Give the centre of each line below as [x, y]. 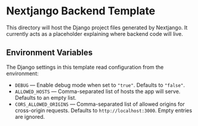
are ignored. [30, 116]
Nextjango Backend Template [81, 11]
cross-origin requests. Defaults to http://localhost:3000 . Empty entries [103, 110]
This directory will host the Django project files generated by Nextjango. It [97, 27]
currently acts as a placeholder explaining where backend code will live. [95, 33]
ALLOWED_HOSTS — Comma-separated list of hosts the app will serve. [98, 91]
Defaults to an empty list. [45, 97]
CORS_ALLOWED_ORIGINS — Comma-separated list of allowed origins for [100, 104]
